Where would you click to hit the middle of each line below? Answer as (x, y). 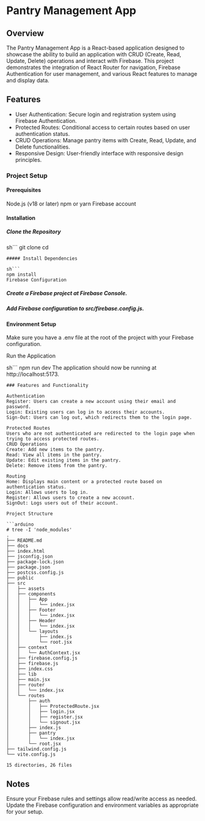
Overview (25, 33)
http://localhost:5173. (33, 374)
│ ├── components (31, 594)
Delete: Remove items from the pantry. (57, 466)
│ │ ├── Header (31, 621)
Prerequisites (24, 190)
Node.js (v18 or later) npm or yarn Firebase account (71, 204)
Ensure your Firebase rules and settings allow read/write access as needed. (102, 799)
